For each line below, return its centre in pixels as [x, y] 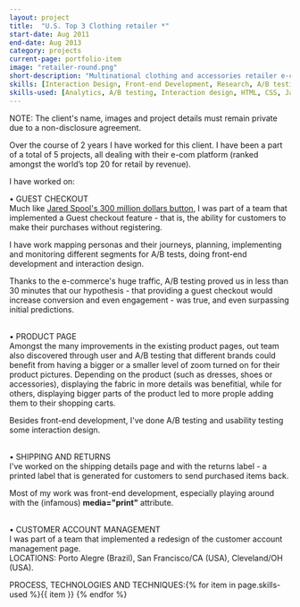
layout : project [39, 17]
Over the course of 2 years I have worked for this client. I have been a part [146, 145]
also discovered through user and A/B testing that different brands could [143, 355]
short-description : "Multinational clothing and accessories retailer [143, 76]
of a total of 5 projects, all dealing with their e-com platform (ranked [134, 154]
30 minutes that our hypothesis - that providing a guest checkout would [141, 290]
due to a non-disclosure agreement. [75, 127]
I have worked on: [42, 181]
